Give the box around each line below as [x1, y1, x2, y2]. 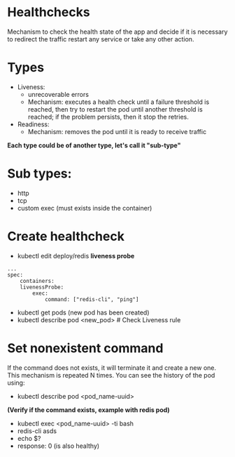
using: [7, 378, 25, 387]
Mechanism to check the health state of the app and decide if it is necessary [7, 27, 228, 36]
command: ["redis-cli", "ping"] [44, 296, 139, 303]
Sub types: [7, 166, 72, 182]
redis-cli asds [17, 426, 57, 435]
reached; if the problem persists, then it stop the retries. [27, 112, 189, 121]
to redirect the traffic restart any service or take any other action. [7, 34, 194, 43]
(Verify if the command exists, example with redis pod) [7, 405, 170, 414]
